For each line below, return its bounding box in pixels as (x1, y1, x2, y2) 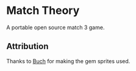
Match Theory (6, 4, 80, 18)
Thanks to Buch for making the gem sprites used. (6, 57, 131, 64)
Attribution (6, 41, 49, 52)
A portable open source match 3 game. (6, 24, 105, 31)
